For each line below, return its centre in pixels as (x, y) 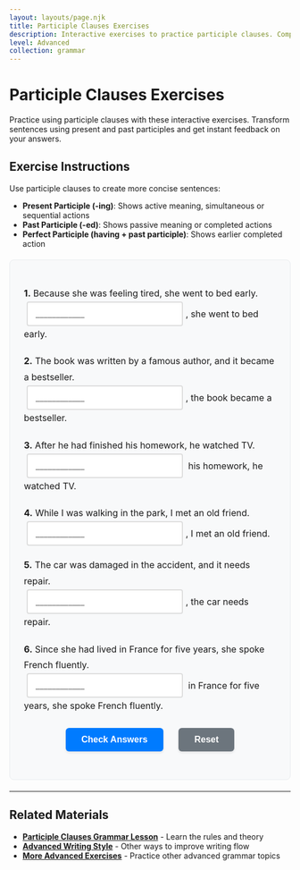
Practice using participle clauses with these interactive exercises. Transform (150, 120)
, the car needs (217, 602)
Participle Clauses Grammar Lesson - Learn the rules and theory (143, 836)
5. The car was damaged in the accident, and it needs (137, 565)
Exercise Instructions (70, 167)
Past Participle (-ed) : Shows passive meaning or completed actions (147, 224)
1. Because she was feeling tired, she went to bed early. (141, 293)
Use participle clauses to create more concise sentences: (115, 188)
